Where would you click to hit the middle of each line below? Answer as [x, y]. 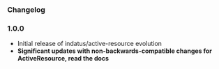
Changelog [26, 10]
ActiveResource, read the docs [63, 59]
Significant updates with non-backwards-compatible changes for [115, 51]
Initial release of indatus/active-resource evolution [90, 44]
